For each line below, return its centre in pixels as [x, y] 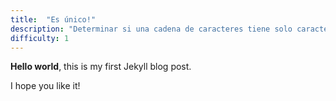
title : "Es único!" [53, 19]
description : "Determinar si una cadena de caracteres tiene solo [151, 29]
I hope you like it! [45, 86]
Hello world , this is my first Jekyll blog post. [101, 67]
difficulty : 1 [40, 38]
